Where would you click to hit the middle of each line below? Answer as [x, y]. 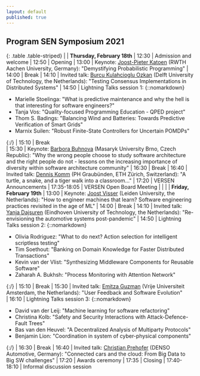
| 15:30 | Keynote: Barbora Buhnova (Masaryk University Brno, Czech [91, 149]
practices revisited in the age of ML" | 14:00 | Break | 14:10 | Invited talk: [94, 206]
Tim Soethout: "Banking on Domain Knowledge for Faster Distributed [99, 249]
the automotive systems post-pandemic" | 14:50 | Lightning [109, 219]
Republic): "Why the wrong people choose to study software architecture [96, 155]
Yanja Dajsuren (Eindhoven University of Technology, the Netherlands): [93, 212]
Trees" [37, 323]
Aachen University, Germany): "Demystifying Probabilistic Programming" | [97, 69]
